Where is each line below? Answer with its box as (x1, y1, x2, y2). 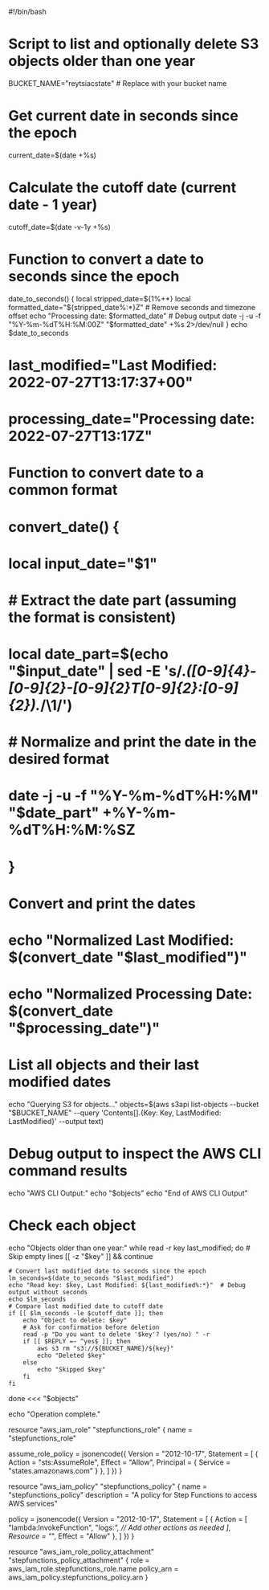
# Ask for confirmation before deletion (22, 1323, 160, 1331)
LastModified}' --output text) (8, 1117, 104, 1126)
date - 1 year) (8, 196, 98, 214)
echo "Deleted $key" (37, 1351, 106, 1359)
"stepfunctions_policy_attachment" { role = (8, 1555, 150, 1565)
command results (8, 1162, 128, 1180)
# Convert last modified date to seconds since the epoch (8, 1267, 206, 1275)
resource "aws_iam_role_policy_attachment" (8, 1547, 155, 1556)
